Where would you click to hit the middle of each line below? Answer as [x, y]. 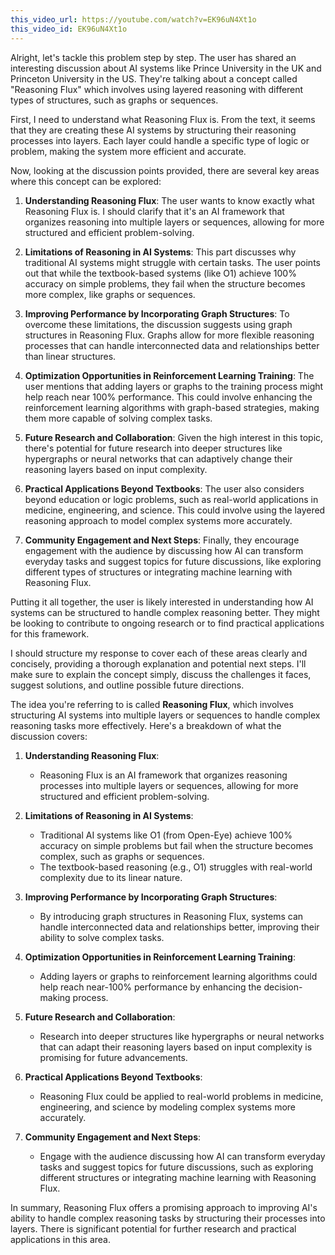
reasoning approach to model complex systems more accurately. [158, 520]
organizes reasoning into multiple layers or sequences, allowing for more [174, 222]
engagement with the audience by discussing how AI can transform [164, 550]
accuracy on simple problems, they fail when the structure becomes [165, 283]
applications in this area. [61, 1239]
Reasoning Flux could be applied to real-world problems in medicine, [181, 1096]
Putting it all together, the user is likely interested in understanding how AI [162, 602]
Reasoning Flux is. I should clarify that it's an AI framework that [154, 211]
